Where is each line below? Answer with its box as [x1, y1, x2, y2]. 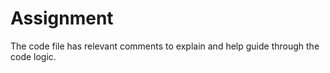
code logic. [10, 50, 57, 62]
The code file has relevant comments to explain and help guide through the [10, 40, 320, 52]
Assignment [10, 7, 114, 30]
